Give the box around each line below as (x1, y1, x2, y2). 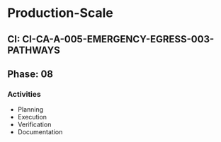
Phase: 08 (7, 68, 53, 80)
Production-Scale (7, 5, 113, 21)
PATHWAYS (7, 44, 60, 56)
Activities (7, 89, 41, 99)
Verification (17, 120, 52, 129)
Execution (17, 113, 47, 122)
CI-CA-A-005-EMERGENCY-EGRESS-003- (22, 33, 215, 45)
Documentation (17, 128, 63, 136)
